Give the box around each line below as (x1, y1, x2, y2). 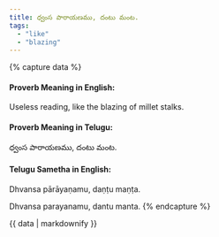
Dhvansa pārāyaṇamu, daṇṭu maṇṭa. (9, 183, 141, 195)
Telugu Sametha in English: (9, 164, 112, 175)
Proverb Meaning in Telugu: (9, 122, 113, 133)
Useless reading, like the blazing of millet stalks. (9, 102, 185, 112)
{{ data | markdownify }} (9, 218, 98, 228)
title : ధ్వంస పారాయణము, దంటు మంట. (9, 12, 140, 22)
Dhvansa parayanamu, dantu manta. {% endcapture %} (9, 201, 211, 211)
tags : (9, 21, 29, 30)
